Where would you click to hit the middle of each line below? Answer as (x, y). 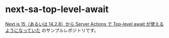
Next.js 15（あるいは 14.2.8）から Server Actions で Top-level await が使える (84, 24)
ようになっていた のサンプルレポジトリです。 (52, 30)
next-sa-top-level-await (57, 9)
